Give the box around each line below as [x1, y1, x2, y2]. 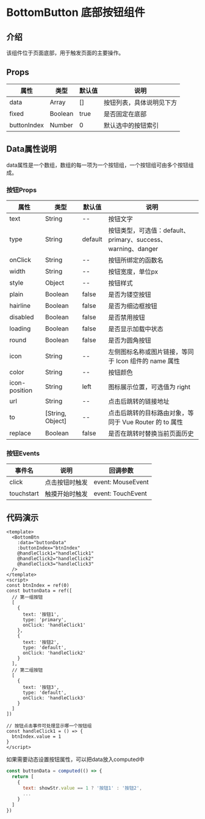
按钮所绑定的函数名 [108, 256, 164, 264]
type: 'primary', [22, 617, 67, 623]
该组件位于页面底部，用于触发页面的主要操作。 [6, 49, 124, 56]
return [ [12, 773, 34, 779]
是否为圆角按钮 [108, 336, 151, 344]
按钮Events [6, 449, 40, 457]
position [9, 386, 32, 395]
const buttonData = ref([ [6, 588, 72, 594]
